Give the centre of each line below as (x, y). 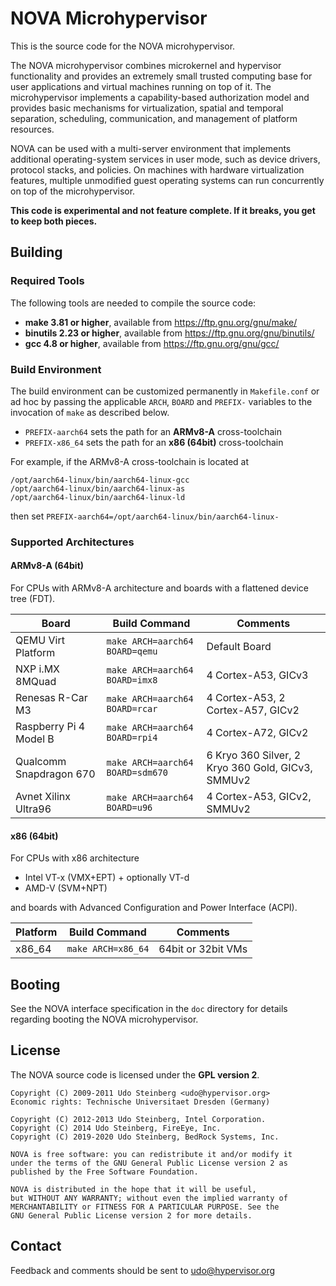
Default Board (239, 647)
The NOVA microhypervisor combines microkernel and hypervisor (146, 65)
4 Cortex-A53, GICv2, (259, 797)
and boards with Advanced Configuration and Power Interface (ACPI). (154, 908)
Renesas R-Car (51, 698)
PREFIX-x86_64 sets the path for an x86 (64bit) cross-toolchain (154, 442)
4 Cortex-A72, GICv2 (257, 733)
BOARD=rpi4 (132, 738)
